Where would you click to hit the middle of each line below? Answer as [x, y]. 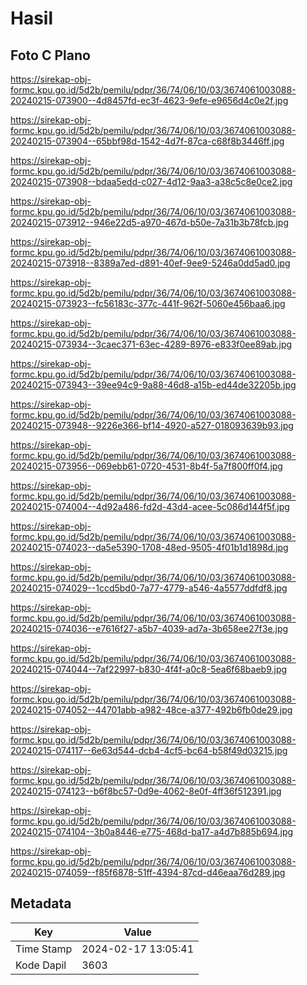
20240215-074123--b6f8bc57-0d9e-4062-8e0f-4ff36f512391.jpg [146, 791]
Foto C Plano [50, 55]
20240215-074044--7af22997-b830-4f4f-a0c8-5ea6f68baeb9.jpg [149, 669]
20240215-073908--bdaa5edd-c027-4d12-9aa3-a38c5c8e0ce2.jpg [151, 181]
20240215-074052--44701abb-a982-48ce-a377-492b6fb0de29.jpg [151, 710]
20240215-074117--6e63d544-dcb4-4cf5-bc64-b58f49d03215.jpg [149, 750]
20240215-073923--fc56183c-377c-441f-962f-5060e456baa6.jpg [148, 303]
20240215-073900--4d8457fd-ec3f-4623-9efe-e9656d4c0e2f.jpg [149, 100]
